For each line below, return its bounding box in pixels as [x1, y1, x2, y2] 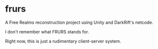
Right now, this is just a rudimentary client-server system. [5, 38, 121, 44]
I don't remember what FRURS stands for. [5, 29, 89, 34]
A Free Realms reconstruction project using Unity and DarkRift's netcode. [5, 19, 154, 25]
